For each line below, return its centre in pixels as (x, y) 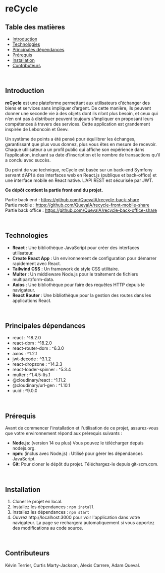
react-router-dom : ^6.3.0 (38, 348)
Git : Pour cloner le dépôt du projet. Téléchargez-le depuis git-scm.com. (85, 464)
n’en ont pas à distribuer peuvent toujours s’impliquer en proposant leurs (79, 119)
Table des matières (35, 27)
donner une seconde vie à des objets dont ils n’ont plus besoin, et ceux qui (82, 113)
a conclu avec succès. (28, 160)
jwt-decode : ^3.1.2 (31, 359)
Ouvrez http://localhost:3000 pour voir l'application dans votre (76, 517)
